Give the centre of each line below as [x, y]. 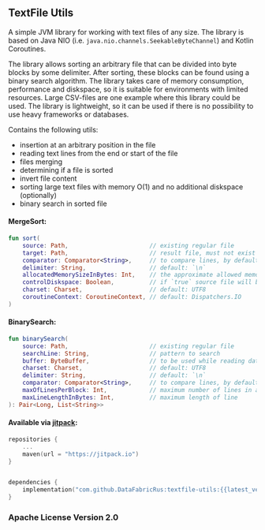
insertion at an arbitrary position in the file [88, 144]
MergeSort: [28, 222]
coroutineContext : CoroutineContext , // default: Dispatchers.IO [132, 297]
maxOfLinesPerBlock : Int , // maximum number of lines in [137, 390]
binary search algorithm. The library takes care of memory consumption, [126, 80]
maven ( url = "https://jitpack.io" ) [81, 454]
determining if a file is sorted [66, 170]
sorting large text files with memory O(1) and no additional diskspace [131, 187]
